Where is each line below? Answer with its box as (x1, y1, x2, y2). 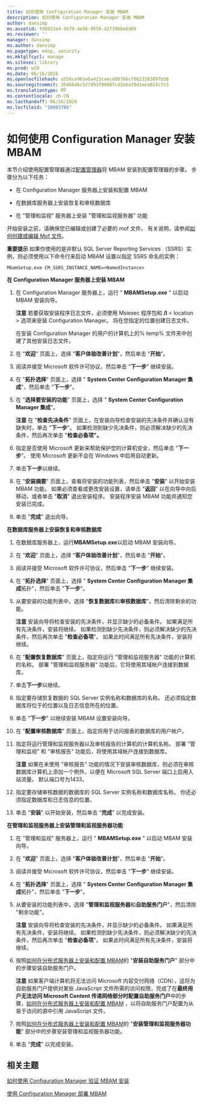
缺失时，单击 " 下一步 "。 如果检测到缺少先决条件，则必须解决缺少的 (15, 424, 183, 432)
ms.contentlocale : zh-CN (7, 93, 69, 99)
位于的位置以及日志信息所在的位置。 (31, 702, 122, 709)
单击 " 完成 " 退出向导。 (15, 513, 72, 520)
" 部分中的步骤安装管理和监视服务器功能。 (20, 1028, 126, 1035)
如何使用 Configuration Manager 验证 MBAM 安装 (7, 1077, 130, 1084)
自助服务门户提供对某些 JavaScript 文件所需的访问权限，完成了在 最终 (15, 985, 188, 992)
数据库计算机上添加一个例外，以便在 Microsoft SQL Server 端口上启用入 (15, 768, 194, 776)
